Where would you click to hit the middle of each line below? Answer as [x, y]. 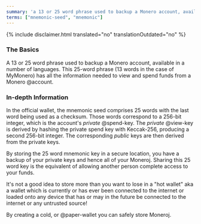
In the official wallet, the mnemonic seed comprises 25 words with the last [98, 111]
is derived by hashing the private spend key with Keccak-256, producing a [98, 130]
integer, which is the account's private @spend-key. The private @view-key [100, 123]
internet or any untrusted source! [47, 203]
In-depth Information [37, 97]
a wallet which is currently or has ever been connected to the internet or [95, 191]
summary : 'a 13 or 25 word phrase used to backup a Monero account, [93, 12]
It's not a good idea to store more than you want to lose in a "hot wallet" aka [100, 184]
